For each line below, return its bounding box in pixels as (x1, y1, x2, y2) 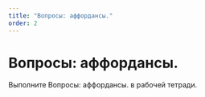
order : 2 (8, 19, 38, 27)
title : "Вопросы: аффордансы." (8, 11, 113, 20)
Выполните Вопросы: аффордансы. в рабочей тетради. (8, 80, 198, 90)
